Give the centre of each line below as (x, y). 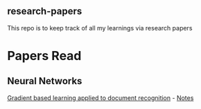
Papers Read (44, 56)
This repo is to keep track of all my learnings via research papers (100, 28)
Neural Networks (45, 81)
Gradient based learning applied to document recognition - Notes (101, 98)
